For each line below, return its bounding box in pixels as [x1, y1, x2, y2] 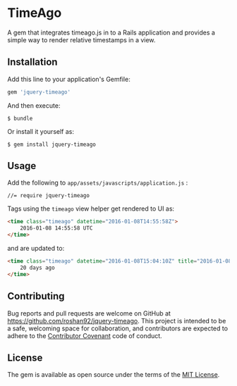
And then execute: [7, 101, 61, 110]
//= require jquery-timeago [7, 192, 90, 199]
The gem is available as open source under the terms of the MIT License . [7, 371, 220, 379]
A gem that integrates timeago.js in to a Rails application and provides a [7, 28, 215, 37]
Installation [7, 56, 58, 68]
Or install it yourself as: [7, 127, 74, 135]
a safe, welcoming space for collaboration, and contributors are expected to [7, 324, 228, 332]
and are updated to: [7, 244, 65, 253]
